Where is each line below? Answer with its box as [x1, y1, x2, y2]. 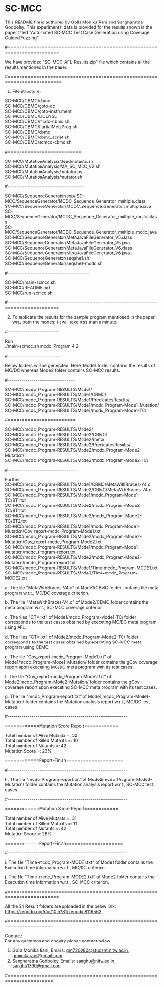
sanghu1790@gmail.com [12, 963, 62, 969]
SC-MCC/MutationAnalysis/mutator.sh [5, 174, 82, 180]
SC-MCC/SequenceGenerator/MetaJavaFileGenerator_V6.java [5, 250, 130, 256]
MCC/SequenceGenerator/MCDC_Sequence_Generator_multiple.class [5, 198, 146, 204]
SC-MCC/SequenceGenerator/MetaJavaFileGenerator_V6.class [5, 245, 133, 251]
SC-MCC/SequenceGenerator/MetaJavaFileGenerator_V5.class [5, 234, 133, 240]
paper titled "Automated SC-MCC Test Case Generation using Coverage [5, 29, 150, 35]
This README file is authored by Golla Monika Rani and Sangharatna [5, 19, 143, 25]
